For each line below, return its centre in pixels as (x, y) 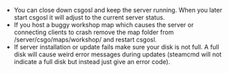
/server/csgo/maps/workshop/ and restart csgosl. (85, 40)
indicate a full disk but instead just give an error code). (92, 62)
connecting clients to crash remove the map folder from (94, 32)
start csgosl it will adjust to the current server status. (89, 17)
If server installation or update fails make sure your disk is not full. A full (116, 47)
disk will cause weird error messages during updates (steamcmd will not (118, 54)
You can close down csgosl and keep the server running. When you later (118, 10)
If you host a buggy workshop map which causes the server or (104, 25)
